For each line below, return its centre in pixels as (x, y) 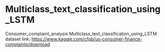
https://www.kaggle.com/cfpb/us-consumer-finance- (87, 39)
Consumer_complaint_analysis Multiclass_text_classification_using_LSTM (81, 33)
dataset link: (18, 39)
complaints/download (28, 44)
